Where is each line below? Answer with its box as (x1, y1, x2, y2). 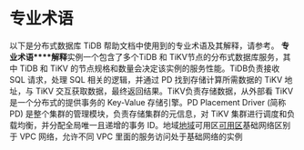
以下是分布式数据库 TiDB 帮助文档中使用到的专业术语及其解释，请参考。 (9, 40, 279, 51)
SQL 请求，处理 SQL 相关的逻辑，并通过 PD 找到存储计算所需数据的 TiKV (9, 74, 283, 85)
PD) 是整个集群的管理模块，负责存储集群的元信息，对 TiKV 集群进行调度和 (9, 108, 288, 119)
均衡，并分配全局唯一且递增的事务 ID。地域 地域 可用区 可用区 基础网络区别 (16, 119, 291, 130)
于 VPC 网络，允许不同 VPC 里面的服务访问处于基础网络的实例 (9, 131, 243, 142)
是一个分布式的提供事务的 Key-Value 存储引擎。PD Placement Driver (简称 (9, 96, 287, 107)
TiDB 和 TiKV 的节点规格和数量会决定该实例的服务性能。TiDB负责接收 (19, 63, 280, 74)
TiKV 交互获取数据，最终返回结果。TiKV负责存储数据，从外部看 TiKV (35, 85, 294, 96)
